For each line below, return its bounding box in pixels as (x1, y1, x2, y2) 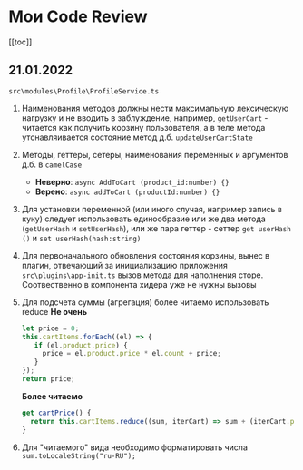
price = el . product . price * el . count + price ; (42, 349, 221, 358)
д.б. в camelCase (21, 159, 83, 170)
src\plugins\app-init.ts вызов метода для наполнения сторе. (21, 269, 264, 280)
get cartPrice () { (21, 408, 92, 417)
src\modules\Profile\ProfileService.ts (8, 86, 160, 96)
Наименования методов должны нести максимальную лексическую (21, 103, 289, 113)
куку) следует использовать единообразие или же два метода (21, 213, 267, 224)
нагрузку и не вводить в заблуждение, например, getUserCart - (21, 112, 269, 123)
